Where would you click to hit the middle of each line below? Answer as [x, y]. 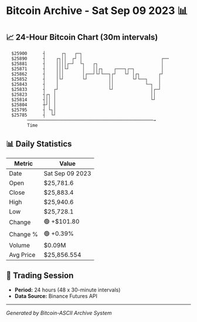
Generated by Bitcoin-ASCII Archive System [59, 313]
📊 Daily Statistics [39, 144]
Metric [24, 163]
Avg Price [22, 255]
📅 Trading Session [40, 276]
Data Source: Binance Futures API [56, 296]
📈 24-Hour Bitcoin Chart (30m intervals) [82, 37]
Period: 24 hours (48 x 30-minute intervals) [67, 290]
